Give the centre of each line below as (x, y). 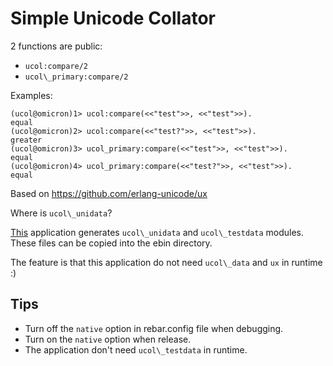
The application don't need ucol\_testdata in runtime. (136, 349)
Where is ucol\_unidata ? (61, 213)
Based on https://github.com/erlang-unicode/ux (109, 193)
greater (26, 140)
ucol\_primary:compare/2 (76, 77)
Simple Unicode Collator (113, 18)
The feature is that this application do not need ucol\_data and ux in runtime (166, 262)
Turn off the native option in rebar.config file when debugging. (154, 328)
